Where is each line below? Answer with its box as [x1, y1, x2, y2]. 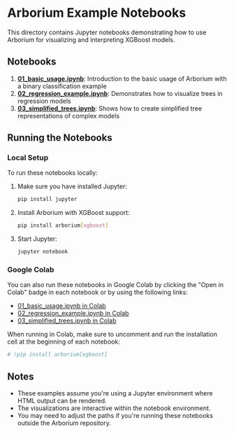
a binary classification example [17, 82, 107, 90]
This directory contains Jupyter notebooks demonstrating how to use [7, 28, 207, 36]
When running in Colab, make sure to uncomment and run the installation [7, 330, 218, 339]
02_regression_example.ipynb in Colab [17, 309, 129, 318]
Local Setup [7, 153, 49, 162]
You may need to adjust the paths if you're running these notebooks [17, 412, 213, 420]
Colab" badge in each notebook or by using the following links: [7, 288, 189, 297]
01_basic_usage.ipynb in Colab [17, 302, 106, 310]
